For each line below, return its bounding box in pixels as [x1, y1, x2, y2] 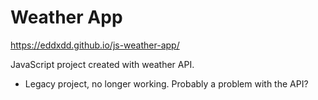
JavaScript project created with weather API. [10, 58, 195, 70]
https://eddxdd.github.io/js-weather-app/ [10, 39, 180, 51]
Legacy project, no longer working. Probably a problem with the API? [24, 77, 309, 90]
